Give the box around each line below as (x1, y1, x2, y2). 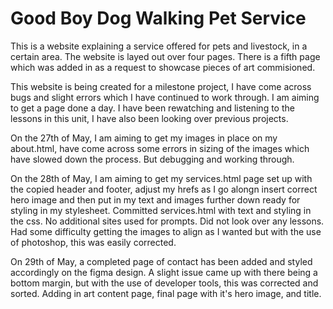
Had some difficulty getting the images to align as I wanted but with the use (10, 225, 322, 237)
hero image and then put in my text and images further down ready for (10, 193, 301, 206)
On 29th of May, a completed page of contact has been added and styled (10, 255, 313, 267)
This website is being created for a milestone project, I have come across (10, 80, 312, 92)
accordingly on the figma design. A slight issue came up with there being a (10, 266, 318, 278)
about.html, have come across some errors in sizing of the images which (10, 142, 310, 154)
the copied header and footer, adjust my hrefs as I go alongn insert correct (10, 183, 318, 195)
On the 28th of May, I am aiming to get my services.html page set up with (10, 172, 313, 184)
